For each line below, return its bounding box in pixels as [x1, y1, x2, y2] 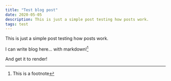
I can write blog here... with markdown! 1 [5, 45, 89, 52]
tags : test [5, 21, 28, 27]
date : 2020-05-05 [5, 12, 42, 17]
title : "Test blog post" [5, 7, 58, 13]
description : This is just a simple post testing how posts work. [5, 17, 149, 22]
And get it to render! [5, 56, 47, 62]
